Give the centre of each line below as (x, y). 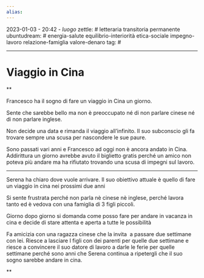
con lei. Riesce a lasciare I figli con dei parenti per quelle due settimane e (98, 240)
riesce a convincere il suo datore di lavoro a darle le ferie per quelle (90, 247)
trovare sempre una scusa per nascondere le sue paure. (76, 137)
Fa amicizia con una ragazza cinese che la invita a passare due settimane (99, 234)
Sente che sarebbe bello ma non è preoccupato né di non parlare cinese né (101, 112)
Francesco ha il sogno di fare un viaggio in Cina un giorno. (79, 101)
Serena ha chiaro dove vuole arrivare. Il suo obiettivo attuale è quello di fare (101, 179)
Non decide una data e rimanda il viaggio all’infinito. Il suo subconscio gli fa (100, 131)
